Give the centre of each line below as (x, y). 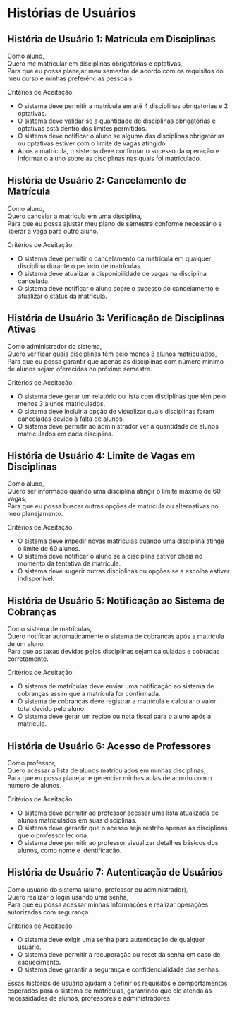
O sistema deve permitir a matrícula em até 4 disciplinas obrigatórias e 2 (123, 106)
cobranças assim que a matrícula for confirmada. (89, 694)
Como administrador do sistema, (55, 346)
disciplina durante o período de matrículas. (80, 265)
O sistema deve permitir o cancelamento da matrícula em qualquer (114, 258)
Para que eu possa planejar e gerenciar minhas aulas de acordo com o (110, 778)
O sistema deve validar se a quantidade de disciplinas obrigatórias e (117, 121)
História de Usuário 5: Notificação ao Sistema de (116, 601)
